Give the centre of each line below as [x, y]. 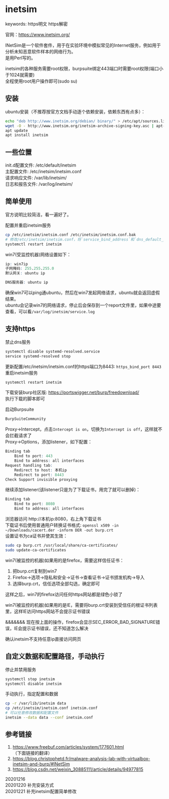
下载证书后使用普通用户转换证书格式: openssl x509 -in [62, 525]
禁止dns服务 [18, 342]
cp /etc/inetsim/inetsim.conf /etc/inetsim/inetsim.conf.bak [71, 235]
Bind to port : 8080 [35, 504]
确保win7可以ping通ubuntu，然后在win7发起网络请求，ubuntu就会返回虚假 [82, 293]
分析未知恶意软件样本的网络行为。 [40, 51]
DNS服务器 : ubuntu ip [27, 282]
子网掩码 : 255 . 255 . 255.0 [30, 269]
